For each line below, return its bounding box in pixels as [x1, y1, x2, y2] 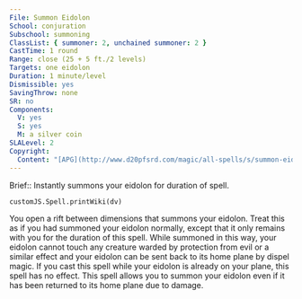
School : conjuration [9, 22, 87, 31]
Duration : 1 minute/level [9, 72, 106, 81]
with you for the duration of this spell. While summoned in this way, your [9, 232, 277, 242]
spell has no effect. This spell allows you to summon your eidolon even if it [9, 270, 285, 281]
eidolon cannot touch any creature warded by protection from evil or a [9, 242, 270, 252]
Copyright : [9, 146, 50, 155]
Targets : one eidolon [9, 64, 91, 73]
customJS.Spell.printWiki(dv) [9, 197, 123, 207]
